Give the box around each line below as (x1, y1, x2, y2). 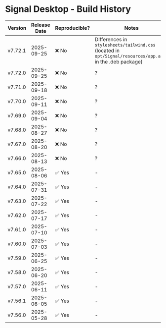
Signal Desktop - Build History (5, 3, 131, 15)
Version (7, 24, 27, 31)
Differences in (94, 36, 127, 43)
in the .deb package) (94, 58, 143, 65)
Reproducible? (55, 24, 90, 31)
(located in (94, 47, 120, 54)
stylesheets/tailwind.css (94, 42, 156, 48)
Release (31, 21, 50, 28)
